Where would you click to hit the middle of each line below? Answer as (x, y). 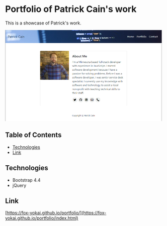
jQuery (19, 185)
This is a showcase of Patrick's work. (43, 23)
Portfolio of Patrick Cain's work (71, 9)
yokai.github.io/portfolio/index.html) (42, 218)
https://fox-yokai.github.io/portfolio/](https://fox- (57, 213)
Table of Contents (34, 135)
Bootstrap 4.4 (26, 180)
